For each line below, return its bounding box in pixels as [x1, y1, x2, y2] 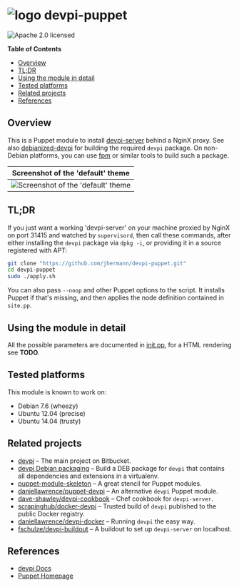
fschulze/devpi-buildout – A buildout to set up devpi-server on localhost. [17, 524, 232, 533]
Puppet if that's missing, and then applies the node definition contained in [7, 293, 225, 302]
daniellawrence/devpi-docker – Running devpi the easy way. [17, 517, 195, 526]
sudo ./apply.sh [7, 273, 56, 280]
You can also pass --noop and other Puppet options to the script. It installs [7, 286, 225, 295]
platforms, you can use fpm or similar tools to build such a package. [29, 150, 230, 160]
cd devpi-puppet [7, 266, 56, 274]
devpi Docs [17, 564, 51, 573]
